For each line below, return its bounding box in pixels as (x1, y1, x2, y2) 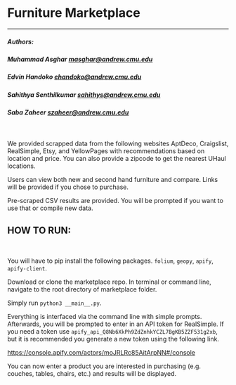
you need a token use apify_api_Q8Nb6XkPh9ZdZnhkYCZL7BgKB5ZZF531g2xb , (7, 327, 218, 336)
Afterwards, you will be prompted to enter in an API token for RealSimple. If (7, 320, 225, 328)
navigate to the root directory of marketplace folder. (7, 285, 157, 294)
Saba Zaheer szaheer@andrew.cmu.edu (7, 108, 129, 117)
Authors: (7, 37, 34, 46)
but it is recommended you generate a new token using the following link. (7, 335, 220, 344)
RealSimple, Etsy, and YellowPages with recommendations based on (7, 147, 205, 155)
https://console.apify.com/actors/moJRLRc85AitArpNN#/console (7, 348, 195, 357)
